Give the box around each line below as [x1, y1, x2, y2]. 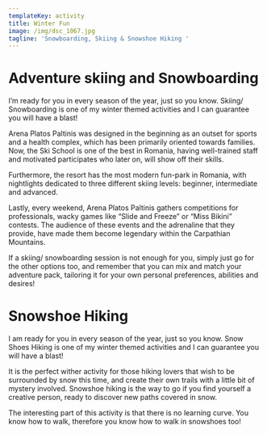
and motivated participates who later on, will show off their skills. [8, 154, 224, 164]
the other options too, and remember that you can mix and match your [8, 262, 242, 272]
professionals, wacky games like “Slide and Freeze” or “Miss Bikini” [8, 212, 232, 221]
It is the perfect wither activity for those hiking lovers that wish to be [8, 367, 236, 377]
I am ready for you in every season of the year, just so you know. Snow [8, 334, 244, 343]
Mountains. [8, 238, 46, 247]
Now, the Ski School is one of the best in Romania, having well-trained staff [8, 146, 258, 156]
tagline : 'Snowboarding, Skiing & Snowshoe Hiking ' [8, 34, 190, 43]
